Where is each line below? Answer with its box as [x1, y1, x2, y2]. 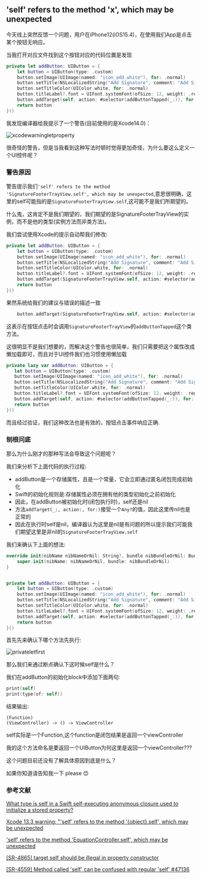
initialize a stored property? [6, 806, 74, 814]
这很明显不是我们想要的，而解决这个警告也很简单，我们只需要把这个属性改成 [6, 342, 195, 350]
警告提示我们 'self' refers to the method [6, 183, 111, 190]
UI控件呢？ [11, 151, 38, 159]
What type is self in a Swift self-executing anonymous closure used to [6, 800, 179, 808]
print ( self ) [6, 686, 36, 692]
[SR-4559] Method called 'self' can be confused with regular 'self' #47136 [6, 866, 190, 873]
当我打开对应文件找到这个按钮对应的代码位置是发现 [6, 51, 132, 58]
